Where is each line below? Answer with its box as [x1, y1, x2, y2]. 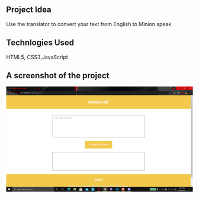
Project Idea [6, 5, 52, 15]
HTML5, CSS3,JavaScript [6, 53, 68, 60]
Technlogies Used [6, 38, 75, 48]
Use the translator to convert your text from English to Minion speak [6, 20, 172, 27]
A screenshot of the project [6, 71, 110, 81]
